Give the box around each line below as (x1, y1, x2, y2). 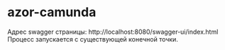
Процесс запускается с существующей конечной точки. (7, 35, 179, 43)
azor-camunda (7, 4, 97, 20)
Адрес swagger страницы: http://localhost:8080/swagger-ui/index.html (7, 27, 219, 36)
